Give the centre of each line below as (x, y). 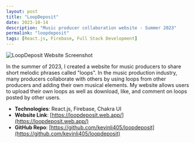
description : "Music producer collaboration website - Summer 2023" (91, 28)
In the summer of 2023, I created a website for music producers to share (94, 67)
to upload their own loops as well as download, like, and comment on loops (97, 91)
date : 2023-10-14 (27, 22)
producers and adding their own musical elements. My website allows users (97, 85)
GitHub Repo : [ (33, 127)
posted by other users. (33, 97)
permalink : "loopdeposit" (37, 33)
